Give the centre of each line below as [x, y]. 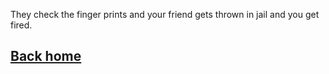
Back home [46, 56]
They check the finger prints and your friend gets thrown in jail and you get [165, 14]
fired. [21, 25]
